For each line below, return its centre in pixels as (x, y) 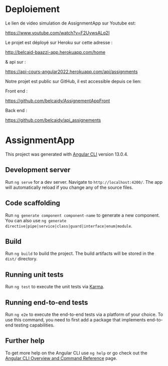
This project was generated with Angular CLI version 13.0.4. (67, 154)
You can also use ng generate (36, 220)
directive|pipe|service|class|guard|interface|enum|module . (69, 226)
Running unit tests (34, 275)
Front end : (17, 91)
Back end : (16, 110)
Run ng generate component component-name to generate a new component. (83, 215)
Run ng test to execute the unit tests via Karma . (55, 287)
